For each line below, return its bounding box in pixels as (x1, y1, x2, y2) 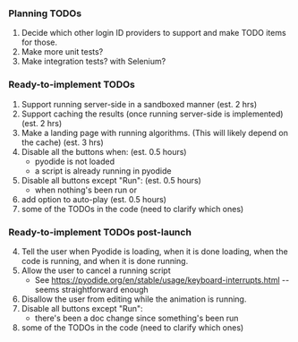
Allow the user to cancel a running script (21, 265, 171, 276)
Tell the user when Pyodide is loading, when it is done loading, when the (21, 245, 288, 257)
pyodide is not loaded (34, 156, 115, 167)
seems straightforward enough (34, 284, 149, 295)
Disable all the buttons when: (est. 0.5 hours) (21, 146, 187, 157)
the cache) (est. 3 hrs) (21, 137, 104, 148)
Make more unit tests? (21, 47, 104, 57)
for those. (21, 37, 58, 47)
